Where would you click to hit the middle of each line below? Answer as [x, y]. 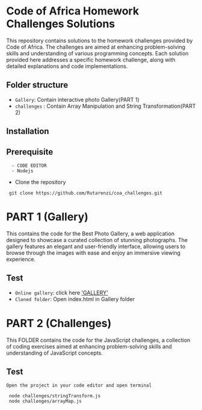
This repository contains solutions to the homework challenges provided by [99, 40]
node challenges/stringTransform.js [55, 396]
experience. [21, 259]
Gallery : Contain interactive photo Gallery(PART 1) [77, 99]
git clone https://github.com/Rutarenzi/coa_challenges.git [86, 193]
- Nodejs [23, 171]
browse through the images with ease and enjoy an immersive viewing [93, 253]
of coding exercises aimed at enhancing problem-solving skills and [89, 346]
